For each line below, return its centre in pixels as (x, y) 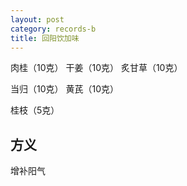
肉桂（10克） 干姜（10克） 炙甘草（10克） (96, 68)
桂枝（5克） (35, 110)
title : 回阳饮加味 (45, 38)
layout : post (37, 19)
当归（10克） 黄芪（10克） (64, 89)
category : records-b (53, 29)
